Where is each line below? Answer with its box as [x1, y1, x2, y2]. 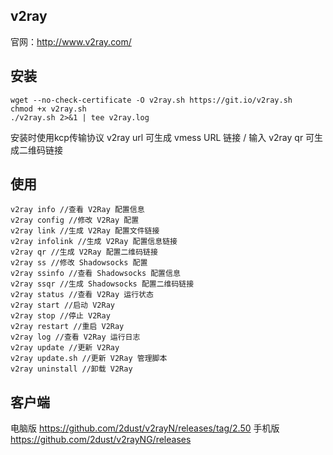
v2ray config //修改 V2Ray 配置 [10, 215, 140, 226]
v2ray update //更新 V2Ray [10, 343, 120, 353]
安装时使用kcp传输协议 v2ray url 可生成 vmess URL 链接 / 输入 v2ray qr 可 [10, 131, 315, 143]
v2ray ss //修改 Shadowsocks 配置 [10, 258, 148, 268]
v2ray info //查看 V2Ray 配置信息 [10, 205, 145, 215]
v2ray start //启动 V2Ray [10, 300, 115, 311]
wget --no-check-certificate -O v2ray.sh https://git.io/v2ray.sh [10, 95, 293, 105]
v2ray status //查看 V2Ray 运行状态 [10, 290, 154, 300]
